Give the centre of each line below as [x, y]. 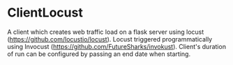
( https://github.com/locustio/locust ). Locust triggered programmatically [110, 39]
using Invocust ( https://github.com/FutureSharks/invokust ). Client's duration [117, 46]
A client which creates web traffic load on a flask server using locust [106, 32]
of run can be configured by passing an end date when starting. [99, 54]
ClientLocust [45, 13]
